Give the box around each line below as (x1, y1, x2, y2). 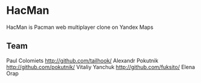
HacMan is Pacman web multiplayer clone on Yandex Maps (6, 23, 154, 31)
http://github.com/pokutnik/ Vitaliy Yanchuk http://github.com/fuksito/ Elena (6, 63, 195, 70)
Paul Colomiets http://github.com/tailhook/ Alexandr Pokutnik (6, 57, 159, 64)
